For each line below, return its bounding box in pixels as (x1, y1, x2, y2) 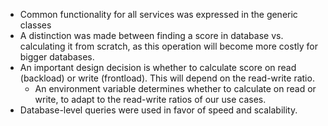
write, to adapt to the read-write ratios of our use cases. (34, 94, 267, 105)
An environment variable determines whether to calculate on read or (34, 83, 317, 94)
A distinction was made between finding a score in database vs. (19, 30, 284, 41)
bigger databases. (19, 51, 95, 63)
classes (19, 19, 52, 31)
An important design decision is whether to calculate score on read (19, 62, 297, 73)
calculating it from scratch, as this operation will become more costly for (19, 40, 318, 52)
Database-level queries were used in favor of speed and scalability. (19, 104, 298, 116)
